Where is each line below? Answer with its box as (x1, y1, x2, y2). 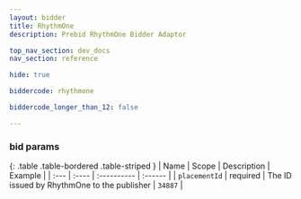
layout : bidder (9, 13, 66, 22)
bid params (9, 140, 60, 152)
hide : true (9, 71, 50, 80)
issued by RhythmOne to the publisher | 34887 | (9, 180, 183, 191)
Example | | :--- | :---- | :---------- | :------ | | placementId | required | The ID (9, 170, 292, 181)
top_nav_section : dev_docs (9, 46, 111, 55)
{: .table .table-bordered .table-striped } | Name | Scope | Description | (9, 160, 270, 171)
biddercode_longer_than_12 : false (9, 103, 139, 112)
